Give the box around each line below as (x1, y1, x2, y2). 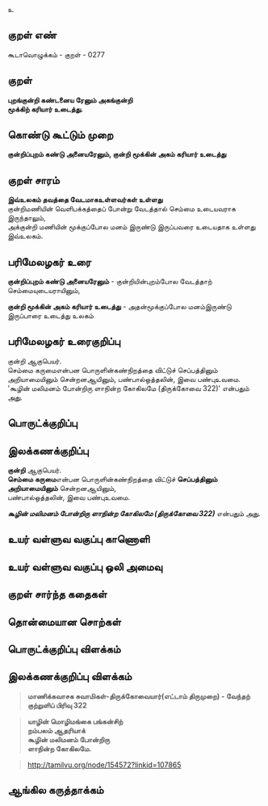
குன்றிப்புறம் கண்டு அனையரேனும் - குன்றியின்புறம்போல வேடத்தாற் (7, 276, 212, 287)
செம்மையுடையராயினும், (7, 286, 81, 296)
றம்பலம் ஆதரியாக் (27, 725, 86, 735)
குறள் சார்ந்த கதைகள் (7, 587, 107, 602)
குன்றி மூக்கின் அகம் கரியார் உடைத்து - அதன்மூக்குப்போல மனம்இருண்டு (7, 302, 232, 312)
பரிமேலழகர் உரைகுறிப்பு (7, 334, 120, 348)
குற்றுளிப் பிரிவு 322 (27, 700, 88, 710)
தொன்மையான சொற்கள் (7, 615, 122, 628)
